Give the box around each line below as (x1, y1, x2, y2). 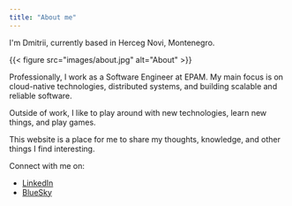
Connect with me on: (9, 160, 86, 171)
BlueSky (21, 187, 53, 197)
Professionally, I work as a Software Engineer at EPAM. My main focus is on (9, 72, 284, 82)
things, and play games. (9, 117, 96, 127)
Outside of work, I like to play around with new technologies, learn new (9, 107, 267, 118)
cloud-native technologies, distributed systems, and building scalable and (9, 80, 278, 91)
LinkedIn (21, 178, 54, 188)
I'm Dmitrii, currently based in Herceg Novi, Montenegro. (9, 37, 215, 48)
